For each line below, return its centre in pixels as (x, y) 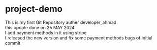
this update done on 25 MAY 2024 (40, 27)
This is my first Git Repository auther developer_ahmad (61, 22)
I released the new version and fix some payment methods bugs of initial (79, 38)
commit (13, 43)
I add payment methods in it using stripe (46, 33)
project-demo (34, 9)
